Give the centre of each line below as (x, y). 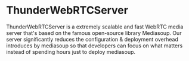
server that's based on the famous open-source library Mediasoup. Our (94, 33)
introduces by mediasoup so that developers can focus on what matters (94, 46)
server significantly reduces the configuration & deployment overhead (92, 39)
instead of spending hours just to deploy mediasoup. (71, 52)
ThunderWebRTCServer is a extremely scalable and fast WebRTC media (95, 27)
